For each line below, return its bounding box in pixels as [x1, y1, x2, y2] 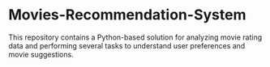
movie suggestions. [8, 49, 75, 59]
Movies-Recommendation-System [8, 6, 246, 24]
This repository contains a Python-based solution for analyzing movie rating [8, 32, 263, 42]
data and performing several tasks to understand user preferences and [8, 40, 246, 50]
